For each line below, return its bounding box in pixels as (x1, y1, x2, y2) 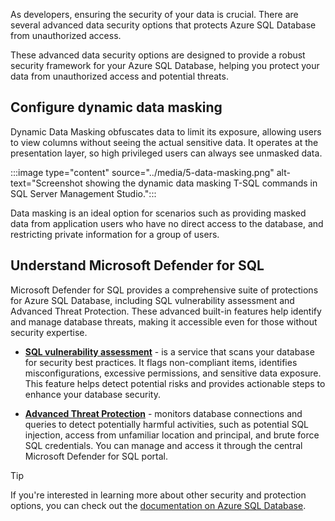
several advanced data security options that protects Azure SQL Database (10, 19, 317, 31)
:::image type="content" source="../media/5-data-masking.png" (10, 166, 275, 178)
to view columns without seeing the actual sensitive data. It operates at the (10, 136, 319, 148)
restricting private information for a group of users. (10, 228, 220, 240)
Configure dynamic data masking (10, 99, 223, 116)
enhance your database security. (24, 388, 161, 400)
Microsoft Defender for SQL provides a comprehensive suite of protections (10, 284, 319, 296)
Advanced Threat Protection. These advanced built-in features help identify (10, 305, 322, 317)
